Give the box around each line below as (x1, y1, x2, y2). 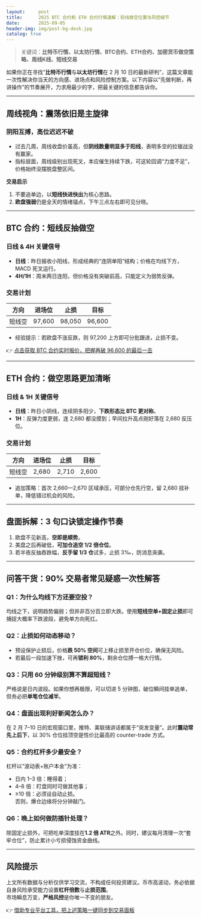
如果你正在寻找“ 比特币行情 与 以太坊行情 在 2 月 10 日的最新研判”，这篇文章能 (6, 68, 193, 76)
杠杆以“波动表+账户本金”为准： (6, 762, 83, 770)
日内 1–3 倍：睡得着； (14, 775, 69, 783)
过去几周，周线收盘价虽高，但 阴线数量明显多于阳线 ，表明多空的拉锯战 (14, 142, 188, 150)
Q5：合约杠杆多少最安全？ (6, 748, 83, 756)
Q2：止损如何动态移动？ (6, 632, 77, 640)
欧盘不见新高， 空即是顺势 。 (14, 533, 84, 540)
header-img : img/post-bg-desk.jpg (6, 25, 93, 32)
